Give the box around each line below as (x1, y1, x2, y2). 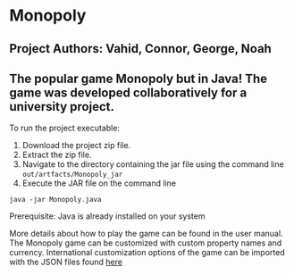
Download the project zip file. (21, 140, 131, 151)
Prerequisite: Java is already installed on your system (9, 211, 206, 221)
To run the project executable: (9, 122, 121, 134)
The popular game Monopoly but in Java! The (9, 71, 268, 86)
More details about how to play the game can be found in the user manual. (9, 229, 283, 239)
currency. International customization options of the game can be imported (9, 247, 285, 258)
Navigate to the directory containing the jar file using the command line (21, 159, 284, 170)
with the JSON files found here (9, 256, 123, 268)
